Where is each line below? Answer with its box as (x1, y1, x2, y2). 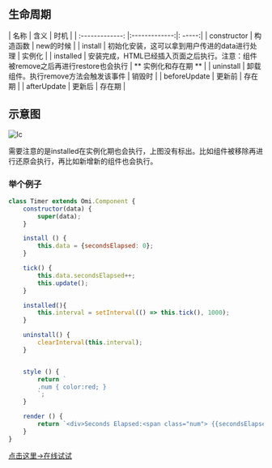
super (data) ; (37, 212, 82, 220)
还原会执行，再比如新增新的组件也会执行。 (15, 156, 158, 166)
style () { (23, 368, 60, 376)
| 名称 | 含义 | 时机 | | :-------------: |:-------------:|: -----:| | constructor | (8, 31, 253, 40)
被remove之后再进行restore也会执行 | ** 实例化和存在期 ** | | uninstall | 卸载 (8, 61, 261, 70)
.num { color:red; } (37, 383, 107, 391)
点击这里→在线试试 (8, 450, 73, 460)
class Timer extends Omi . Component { (8, 197, 136, 205)
